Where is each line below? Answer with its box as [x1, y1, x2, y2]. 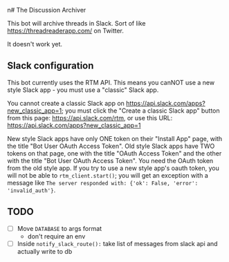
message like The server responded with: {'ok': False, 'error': [7, 178, 199, 187]
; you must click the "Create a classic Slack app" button [61, 106, 220, 115]
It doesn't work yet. [7, 40, 63, 48]
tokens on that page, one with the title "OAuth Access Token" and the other [7, 149, 222, 158]
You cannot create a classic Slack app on [7, 99, 125, 107]
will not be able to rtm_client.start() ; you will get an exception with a [7, 171, 209, 179]
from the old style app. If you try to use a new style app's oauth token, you [7, 164, 219, 172]
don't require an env [27, 232, 86, 241]
